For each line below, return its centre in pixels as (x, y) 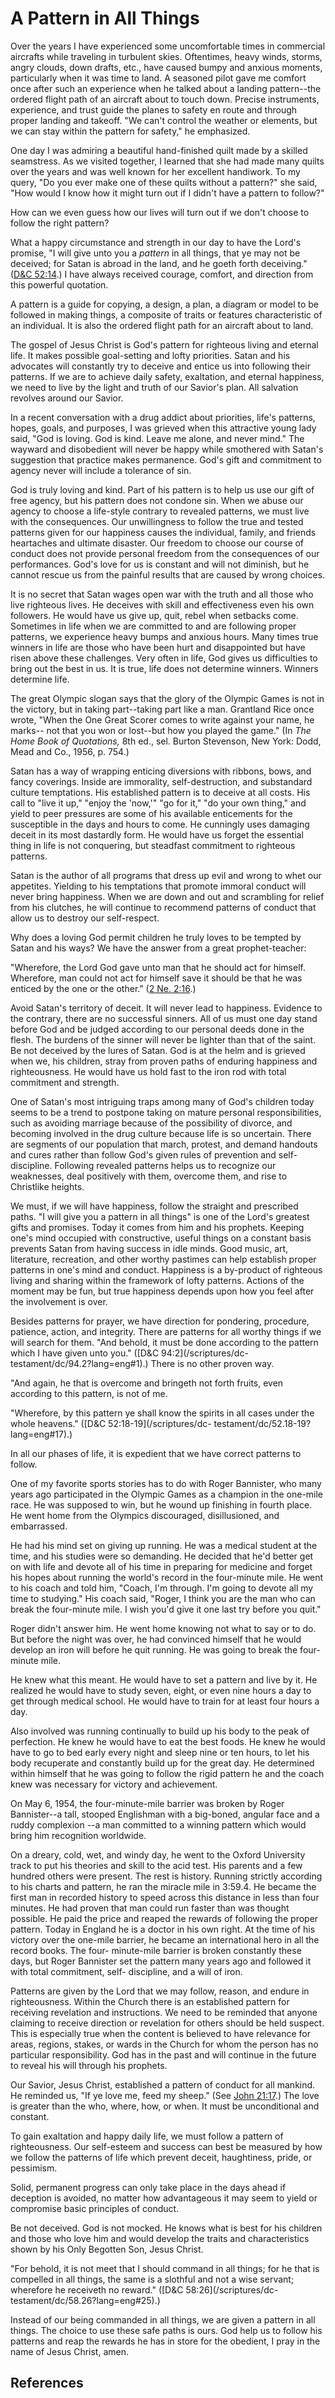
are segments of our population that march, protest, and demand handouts (164, 1144)
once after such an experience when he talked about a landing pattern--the (166, 88)
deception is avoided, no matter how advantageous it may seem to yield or (164, 2198)
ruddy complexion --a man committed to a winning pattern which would (158, 1824)
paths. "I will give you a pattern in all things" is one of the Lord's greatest (160, 1216)
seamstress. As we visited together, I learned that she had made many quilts (167, 161)
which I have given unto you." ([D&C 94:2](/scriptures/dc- (129, 1353)
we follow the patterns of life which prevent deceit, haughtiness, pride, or (161, 2157)
